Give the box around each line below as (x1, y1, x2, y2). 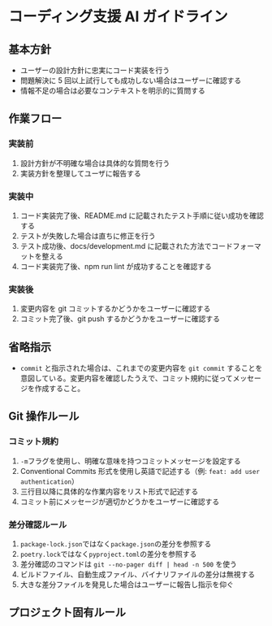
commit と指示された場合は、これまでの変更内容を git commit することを (19, 363, 263, 373)
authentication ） (19, 476, 80, 486)
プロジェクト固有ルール (8, 606, 126, 619)
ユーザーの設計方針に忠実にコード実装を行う (19, 66, 171, 75)
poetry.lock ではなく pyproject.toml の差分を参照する (19, 550, 197, 559)
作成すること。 (34, 384, 85, 393)
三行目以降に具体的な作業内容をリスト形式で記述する (19, 486, 199, 496)
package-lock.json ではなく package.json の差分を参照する (19, 539, 212, 549)
